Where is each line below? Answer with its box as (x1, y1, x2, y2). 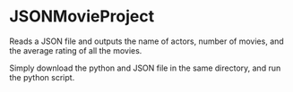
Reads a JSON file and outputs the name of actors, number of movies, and (9, 36, 284, 46)
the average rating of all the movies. (9, 45, 142, 55)
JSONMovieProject (9, 6, 155, 27)
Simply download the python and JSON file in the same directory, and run (9, 63, 281, 73)
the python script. (9, 71, 75, 82)
